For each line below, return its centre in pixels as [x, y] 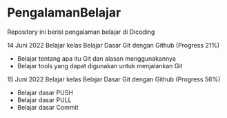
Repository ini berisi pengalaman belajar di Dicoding [81, 32]
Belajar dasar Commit [48, 107]
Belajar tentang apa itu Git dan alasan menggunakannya [96, 58]
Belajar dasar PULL [44, 100]
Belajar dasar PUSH [45, 92]
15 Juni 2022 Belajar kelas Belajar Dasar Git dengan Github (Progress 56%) [114, 79]
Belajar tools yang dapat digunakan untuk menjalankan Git [100, 66]
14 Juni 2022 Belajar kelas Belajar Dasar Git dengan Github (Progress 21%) [113, 45]
